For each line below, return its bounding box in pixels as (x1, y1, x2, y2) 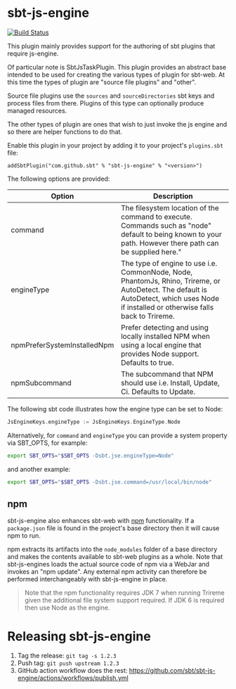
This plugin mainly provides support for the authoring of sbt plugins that (7, 41, 216, 50)
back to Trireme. (120, 311, 176, 321)
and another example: (7, 465, 71, 473)
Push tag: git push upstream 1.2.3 (17, 659, 119, 667)
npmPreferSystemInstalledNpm (11, 340, 114, 349)
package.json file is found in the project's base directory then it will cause (7, 524, 220, 532)
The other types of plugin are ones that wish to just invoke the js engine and (7, 120, 228, 128)
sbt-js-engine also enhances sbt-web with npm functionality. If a (7, 517, 195, 525)
